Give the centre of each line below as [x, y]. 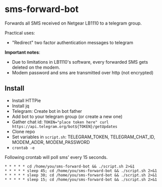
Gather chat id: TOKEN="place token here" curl [60, 122]
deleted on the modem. [36, 67]
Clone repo [23, 131]
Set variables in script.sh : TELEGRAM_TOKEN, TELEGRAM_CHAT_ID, [83, 137]
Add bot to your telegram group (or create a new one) [67, 116]
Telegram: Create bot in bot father [47, 111]
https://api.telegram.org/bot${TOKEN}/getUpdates [65, 126]
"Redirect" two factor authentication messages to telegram [72, 42]
